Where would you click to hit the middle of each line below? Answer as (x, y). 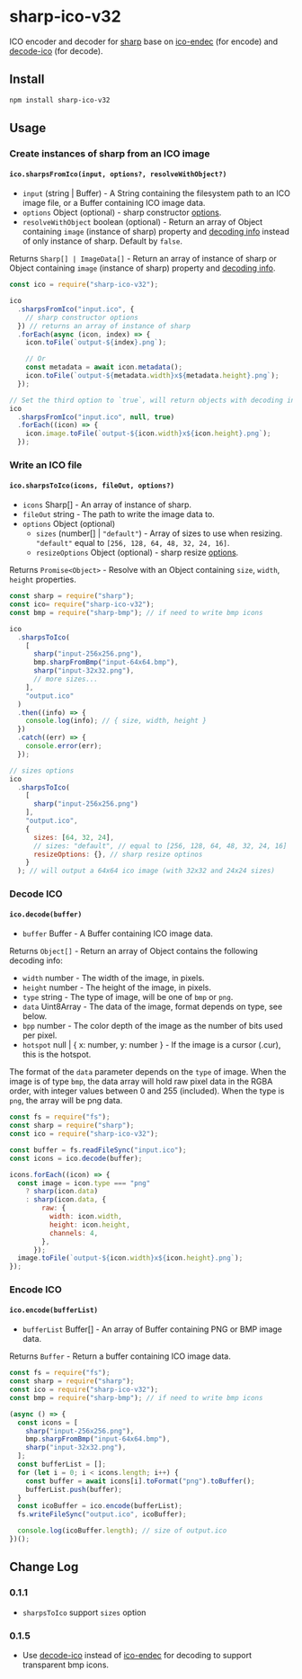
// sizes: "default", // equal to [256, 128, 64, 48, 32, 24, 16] (160, 846)
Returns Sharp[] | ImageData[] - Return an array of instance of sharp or (143, 259)
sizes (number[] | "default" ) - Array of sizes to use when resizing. (159, 533)
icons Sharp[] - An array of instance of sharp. (107, 505)
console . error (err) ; (64, 746)
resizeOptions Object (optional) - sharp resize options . (137, 553)
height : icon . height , (89, 1225)
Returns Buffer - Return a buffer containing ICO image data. (120, 1356)
